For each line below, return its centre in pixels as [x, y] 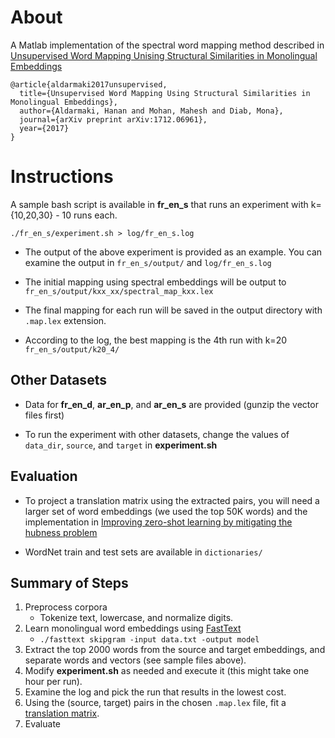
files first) [44, 415]
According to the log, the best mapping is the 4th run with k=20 [156, 340]
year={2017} [44, 128]
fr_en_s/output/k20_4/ [72, 349]
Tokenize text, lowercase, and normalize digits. [136, 618]
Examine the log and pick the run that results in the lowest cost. [155, 692]
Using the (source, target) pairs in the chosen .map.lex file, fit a [155, 703]
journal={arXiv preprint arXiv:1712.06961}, [113, 119]
